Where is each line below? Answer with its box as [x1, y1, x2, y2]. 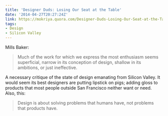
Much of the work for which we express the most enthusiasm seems [17, 54, 158, 60]
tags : [5, 21, 16, 26]
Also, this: [5, 90, 26, 96]
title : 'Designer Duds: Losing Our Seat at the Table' [5, 7, 122, 12]
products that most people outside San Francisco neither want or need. [5, 85, 152, 90]
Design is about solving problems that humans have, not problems [17, 100, 154, 105]
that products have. [17, 105, 58, 111]
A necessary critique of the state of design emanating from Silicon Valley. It [5, 74, 160, 80]
